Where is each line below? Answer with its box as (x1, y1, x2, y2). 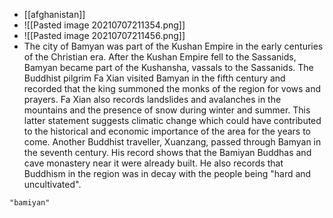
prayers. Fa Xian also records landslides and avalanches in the (23, 94, 282, 105)
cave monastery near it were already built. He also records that (23, 157, 284, 169)
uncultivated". (23, 179, 82, 190)
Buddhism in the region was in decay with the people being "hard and (23, 168, 312, 179)
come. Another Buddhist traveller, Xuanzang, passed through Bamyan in (23, 136, 322, 148)
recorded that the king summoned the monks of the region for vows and (23, 83, 322, 94)
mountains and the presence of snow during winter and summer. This (23, 104, 311, 116)
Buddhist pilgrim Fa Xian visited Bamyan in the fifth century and (23, 72, 286, 84)
